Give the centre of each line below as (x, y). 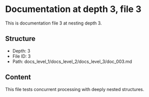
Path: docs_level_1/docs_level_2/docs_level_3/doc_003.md (72, 61)
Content (18, 77)
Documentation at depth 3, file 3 (73, 9)
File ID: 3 (21, 56)
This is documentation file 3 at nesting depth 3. (54, 23)
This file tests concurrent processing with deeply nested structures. (75, 89)
